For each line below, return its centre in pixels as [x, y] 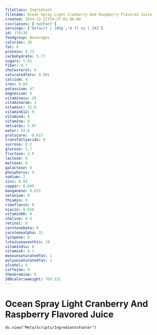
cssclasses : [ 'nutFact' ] [31, 24]
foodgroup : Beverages [28, 38]
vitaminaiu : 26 [21, 98]
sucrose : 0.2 [19, 145]
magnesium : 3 [19, 93]
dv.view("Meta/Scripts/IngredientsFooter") [51, 328]
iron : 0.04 [16, 84]
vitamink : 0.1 [20, 251]
